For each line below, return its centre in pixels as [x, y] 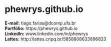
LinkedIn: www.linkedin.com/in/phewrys [46, 33]
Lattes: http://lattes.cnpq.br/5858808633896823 [55, 39]
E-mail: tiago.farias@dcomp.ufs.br [40, 23]
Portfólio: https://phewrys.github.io [41, 28]
